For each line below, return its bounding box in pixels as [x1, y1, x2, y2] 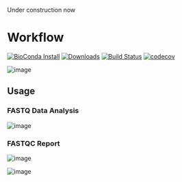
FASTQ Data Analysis [7, 106, 79, 116]
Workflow [7, 30, 64, 45]
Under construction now [7, 6, 76, 14]
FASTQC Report [7, 138, 60, 148]
